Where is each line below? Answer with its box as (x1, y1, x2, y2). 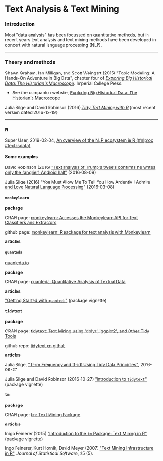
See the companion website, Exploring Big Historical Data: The (12, 90, 137, 95)
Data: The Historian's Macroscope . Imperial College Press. (5, 80, 123, 86)
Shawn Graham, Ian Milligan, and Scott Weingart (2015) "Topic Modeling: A (5, 70, 155, 76)
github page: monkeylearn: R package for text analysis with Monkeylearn (5, 229, 151, 235)
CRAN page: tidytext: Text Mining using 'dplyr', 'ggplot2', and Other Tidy (5, 328, 149, 334)
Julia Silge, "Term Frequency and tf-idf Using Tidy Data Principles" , (5, 361, 140, 367)
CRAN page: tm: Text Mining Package (5, 412, 81, 418)
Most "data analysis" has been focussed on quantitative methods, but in (5, 32, 149, 37)
